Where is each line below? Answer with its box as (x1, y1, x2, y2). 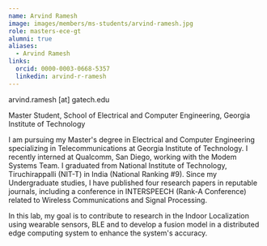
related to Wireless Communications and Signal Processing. (8, 195, 208, 205)
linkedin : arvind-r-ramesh (15, 72, 107, 80)
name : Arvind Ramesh (8, 11, 78, 20)
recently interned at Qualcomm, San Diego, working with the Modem (8, 152, 237, 162)
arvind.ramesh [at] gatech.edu (8, 94, 110, 104)
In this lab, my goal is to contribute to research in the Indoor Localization (8, 210, 249, 220)
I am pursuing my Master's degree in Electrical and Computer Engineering (8, 135, 255, 145)
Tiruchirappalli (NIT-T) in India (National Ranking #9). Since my (8, 169, 217, 179)
